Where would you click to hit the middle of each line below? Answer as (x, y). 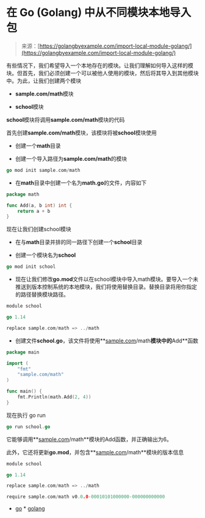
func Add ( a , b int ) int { (39, 205)
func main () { (24, 391)
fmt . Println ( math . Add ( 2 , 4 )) (54, 397)
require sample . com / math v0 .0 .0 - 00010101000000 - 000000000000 (86, 497)
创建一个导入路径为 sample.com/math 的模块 (71, 158)
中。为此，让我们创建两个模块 (44, 81)
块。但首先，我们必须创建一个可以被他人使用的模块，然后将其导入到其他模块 (103, 73)
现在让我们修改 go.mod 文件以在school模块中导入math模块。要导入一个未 (106, 279)
